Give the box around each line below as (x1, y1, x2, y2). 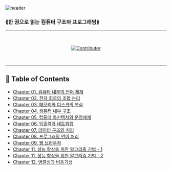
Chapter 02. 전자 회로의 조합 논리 (12, 95, 80, 102)
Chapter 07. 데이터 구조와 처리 (12, 127, 74, 133)
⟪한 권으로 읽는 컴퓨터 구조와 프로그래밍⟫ (5, 18, 100, 26)
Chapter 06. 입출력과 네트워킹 (12, 120, 74, 127)
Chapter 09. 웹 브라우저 (12, 140, 61, 146)
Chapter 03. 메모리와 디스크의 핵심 (12, 102, 83, 108)
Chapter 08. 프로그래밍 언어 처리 (12, 133, 79, 140)
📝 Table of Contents (5, 75, 70, 83)
